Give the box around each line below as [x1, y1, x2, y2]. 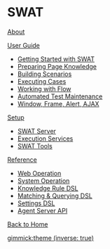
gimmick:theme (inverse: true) [7, 234, 95, 242]
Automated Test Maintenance [17, 92, 103, 101]
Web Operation [17, 169, 62, 177]
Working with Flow [17, 84, 71, 93]
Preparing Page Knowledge [17, 62, 97, 70]
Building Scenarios [17, 70, 72, 78]
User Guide [7, 41, 41, 49]
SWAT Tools [17, 141, 53, 150]
